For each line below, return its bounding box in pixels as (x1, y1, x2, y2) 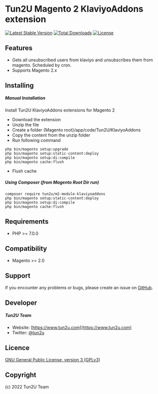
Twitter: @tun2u (12, 330, 45, 336)
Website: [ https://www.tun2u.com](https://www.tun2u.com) (12, 324, 132, 330)
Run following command (12, 137, 61, 143)
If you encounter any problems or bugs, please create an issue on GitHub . (5, 284, 153, 290)
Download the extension (12, 117, 61, 123)
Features (5, 44, 33, 52)
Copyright (5, 371, 36, 379)
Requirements (5, 218, 49, 226)
